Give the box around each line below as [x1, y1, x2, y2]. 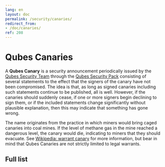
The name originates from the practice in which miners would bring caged [5, 119, 157, 125]
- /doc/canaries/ [5, 26, 41, 31]
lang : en [5, 7, 23, 12]
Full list [5, 155, 28, 164]
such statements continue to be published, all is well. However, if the [5, 89, 146, 95]
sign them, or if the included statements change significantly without [5, 100, 146, 106]
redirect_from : [5, 21, 37, 26]
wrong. [5, 110, 20, 116]
